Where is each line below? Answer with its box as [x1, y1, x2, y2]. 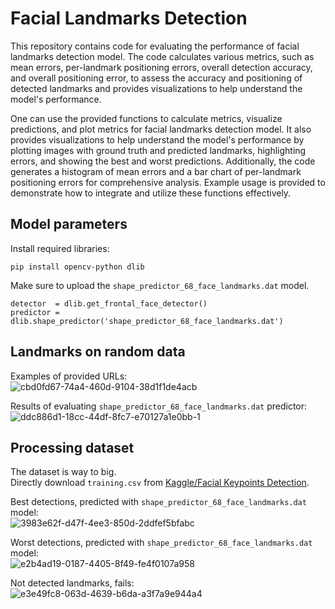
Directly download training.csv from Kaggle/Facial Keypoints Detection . [10, 477, 310, 489]
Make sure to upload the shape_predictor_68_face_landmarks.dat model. [10, 279, 310, 291]
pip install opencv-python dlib [10, 262, 145, 272]
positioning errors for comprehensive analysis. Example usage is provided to [10, 176, 326, 188]
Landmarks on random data [10, 343, 186, 361]
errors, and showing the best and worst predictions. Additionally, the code [10, 155, 316, 167]
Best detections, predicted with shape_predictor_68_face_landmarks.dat [10, 496, 307, 508]
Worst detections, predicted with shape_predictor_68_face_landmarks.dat [10, 537, 313, 549]
